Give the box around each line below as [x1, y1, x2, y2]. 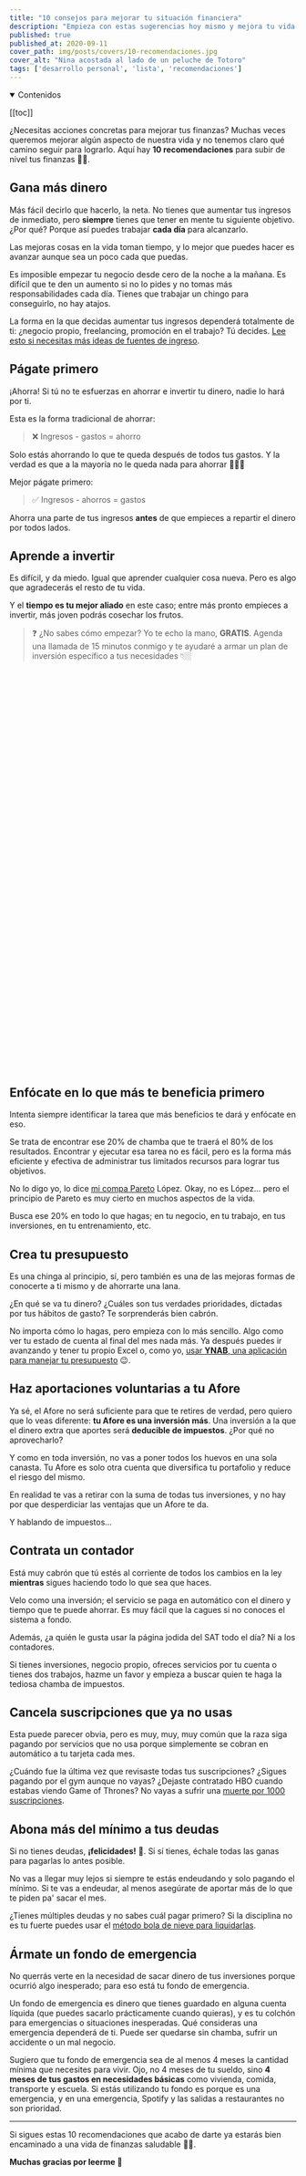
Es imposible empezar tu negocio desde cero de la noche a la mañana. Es [9, 268, 287, 279]
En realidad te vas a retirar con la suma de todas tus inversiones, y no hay [9, 1489, 287, 1500]
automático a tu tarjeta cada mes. [9, 1748, 136, 1759]
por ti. [9, 395, 32, 406]
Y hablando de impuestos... [9, 1516, 112, 1527]
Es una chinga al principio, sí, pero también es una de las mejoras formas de [9, 1270, 296, 1282]
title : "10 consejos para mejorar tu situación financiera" [9, 13, 243, 23]
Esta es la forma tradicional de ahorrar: [9, 412, 156, 424]
